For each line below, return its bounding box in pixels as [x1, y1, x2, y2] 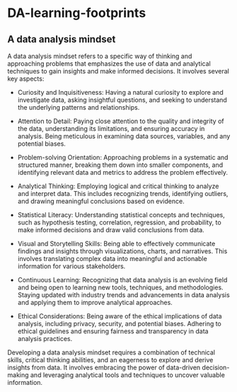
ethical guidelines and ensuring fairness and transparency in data [17, 327, 209, 335]
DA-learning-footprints [7, 5, 146, 21]
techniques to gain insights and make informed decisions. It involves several [7, 67, 230, 75]
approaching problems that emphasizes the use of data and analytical [7, 59, 211, 68]
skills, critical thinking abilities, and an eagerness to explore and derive [7, 356, 214, 364]
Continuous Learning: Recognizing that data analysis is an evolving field [17, 276, 228, 284]
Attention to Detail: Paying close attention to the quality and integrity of [17, 117, 224, 125]
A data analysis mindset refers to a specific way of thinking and [7, 52, 192, 60]
